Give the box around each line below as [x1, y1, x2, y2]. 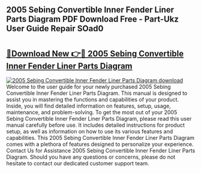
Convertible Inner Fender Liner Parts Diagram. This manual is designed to [6, 90, 188, 97]
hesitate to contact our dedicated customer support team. [6, 160, 149, 167]
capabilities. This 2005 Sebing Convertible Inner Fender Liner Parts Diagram [6, 135, 195, 141]
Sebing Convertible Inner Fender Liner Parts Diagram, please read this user [6, 115, 192, 122]
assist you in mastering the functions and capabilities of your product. [6, 96, 179, 103]
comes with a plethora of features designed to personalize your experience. [6, 141, 194, 148]
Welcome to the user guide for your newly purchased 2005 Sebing [6, 83, 171, 90]
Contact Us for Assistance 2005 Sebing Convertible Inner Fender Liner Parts [6, 147, 196, 154]
